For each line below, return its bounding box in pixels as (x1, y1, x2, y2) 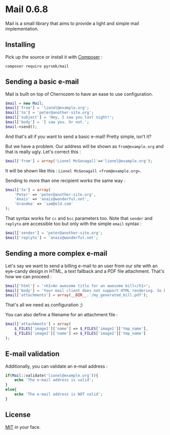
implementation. (5, 25, 39, 31)
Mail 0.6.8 (5, 4, 48, 15)
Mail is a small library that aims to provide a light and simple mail (5, 20, 139, 26)
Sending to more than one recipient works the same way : (5, 177, 125, 184)
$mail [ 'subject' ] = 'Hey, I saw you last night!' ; (5, 115, 114, 120)
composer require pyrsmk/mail (5, 63, 69, 69)
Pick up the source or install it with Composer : (5, 54, 103, 60)
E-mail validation (5, 350, 60, 358)
